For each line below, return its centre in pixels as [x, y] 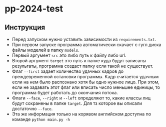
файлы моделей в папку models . [45, 50]
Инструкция [25, 27]
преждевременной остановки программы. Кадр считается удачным [85, 77]
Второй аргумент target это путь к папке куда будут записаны [79, 60]
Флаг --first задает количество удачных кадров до [68, 71]
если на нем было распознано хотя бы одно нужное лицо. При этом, [85, 82]
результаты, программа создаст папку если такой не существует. [82, 66]
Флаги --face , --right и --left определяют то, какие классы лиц [81, 98]
